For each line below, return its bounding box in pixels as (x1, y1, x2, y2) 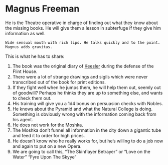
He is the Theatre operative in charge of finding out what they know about (5, 20, 158, 26)
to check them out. (12, 95, 52, 101)
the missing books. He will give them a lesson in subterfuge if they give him (5, 25, 161, 31)
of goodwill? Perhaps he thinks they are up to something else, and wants (12, 90, 163, 96)
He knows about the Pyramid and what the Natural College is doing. (12, 106, 153, 112)
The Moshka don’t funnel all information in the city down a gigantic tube (12, 127, 161, 133)
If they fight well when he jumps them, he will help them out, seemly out (12, 84, 161, 91)
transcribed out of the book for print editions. (12, 79, 106, 85)
